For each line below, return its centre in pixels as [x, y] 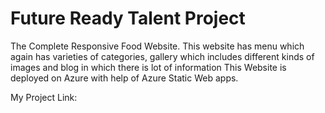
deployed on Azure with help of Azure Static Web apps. [124, 78]
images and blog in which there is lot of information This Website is [148, 67]
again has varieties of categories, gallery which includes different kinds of [162, 56]
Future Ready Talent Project [128, 18]
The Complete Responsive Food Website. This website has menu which [157, 46]
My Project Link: [44, 97]
